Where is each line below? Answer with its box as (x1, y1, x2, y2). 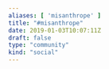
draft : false (8, 33, 52, 42)
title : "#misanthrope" (8, 19, 84, 27)
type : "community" (8, 41, 69, 49)
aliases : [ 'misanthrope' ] (8, 11, 102, 20)
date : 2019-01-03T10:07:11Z (8, 26, 102, 34)
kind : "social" (8, 48, 59, 56)
